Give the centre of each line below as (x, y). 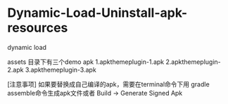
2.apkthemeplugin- (193, 62)
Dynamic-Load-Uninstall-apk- (97, 13)
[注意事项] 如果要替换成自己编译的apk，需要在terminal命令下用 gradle (108, 84)
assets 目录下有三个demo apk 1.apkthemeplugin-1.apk (86, 62)
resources (38, 28)
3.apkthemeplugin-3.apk (61, 70)
